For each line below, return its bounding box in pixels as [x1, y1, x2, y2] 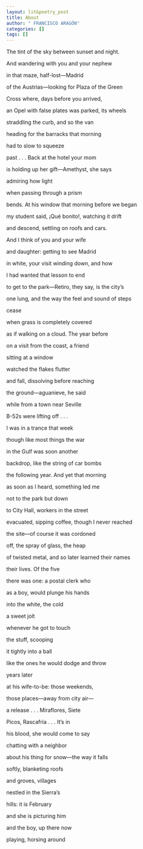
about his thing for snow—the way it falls [6, 754, 108, 761]
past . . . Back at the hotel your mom [6, 154, 97, 161]
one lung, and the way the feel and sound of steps [6, 295, 132, 302]
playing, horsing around [6, 836, 65, 844]
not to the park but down [6, 495, 68, 502]
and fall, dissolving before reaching [6, 377, 95, 385]
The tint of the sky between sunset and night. [6, 48, 120, 55]
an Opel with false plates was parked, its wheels [6, 107, 127, 114]
